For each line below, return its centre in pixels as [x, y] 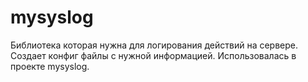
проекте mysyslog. [50, 66]
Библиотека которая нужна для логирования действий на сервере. [154, 45]
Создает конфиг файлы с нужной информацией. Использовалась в [153, 55]
